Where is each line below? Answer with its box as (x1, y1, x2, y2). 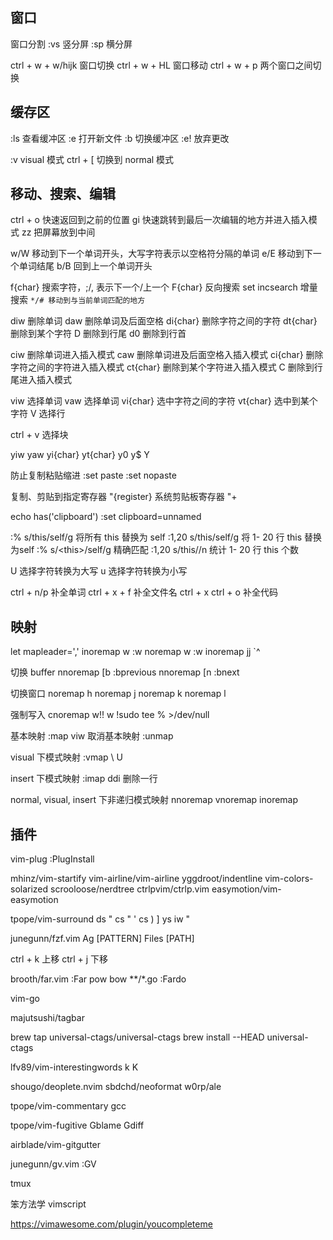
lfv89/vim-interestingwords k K (10, 1061, 139, 1073)
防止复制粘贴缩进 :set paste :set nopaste (10, 469, 177, 482)
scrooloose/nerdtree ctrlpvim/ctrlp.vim (50, 883, 210, 895)
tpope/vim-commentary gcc (10, 1100, 127, 1112)
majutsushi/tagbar (10, 1012, 85, 1024)
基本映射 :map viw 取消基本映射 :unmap (10, 730, 174, 742)
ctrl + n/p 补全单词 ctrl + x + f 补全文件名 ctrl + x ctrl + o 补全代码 (10, 586, 278, 598)
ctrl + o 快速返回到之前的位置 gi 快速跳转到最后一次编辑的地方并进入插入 (10, 214, 309, 226)
